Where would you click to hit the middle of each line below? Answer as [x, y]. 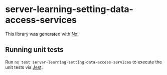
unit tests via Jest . [24, 67]
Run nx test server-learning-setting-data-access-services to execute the [83, 62]
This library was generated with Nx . [42, 34]
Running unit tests [34, 50]
